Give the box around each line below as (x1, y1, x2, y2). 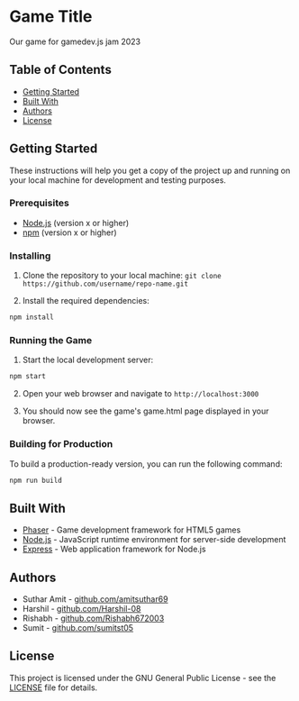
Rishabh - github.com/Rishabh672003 (22, 613, 165, 624)
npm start (9, 372, 47, 381)
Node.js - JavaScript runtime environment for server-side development (22, 534, 286, 545)
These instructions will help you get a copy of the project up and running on (9, 165, 291, 176)
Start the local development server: (22, 354, 154, 366)
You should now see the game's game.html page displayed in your (22, 405, 269, 416)
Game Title (9, 6, 93, 27)
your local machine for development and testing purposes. (9, 174, 227, 186)
